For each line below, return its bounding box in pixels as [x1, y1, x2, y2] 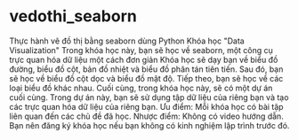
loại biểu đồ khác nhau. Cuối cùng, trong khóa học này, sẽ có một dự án [9, 82, 273, 93]
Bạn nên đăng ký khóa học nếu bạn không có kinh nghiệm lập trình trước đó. [9, 120, 290, 130]
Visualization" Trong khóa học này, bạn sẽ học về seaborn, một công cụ [9, 44, 274, 55]
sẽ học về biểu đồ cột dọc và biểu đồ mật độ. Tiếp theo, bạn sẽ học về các [9, 73, 284, 83]
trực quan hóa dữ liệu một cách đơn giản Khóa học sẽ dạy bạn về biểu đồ [9, 54, 278, 65]
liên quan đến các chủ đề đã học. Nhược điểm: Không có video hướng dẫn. [9, 111, 285, 121]
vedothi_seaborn [9, 6, 138, 27]
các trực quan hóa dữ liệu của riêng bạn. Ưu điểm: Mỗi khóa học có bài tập [9, 101, 284, 112]
